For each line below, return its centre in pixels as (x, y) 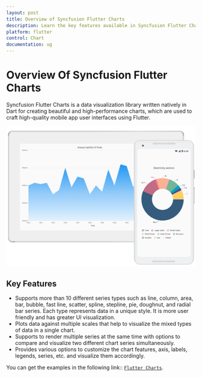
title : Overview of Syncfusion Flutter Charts (66, 19)
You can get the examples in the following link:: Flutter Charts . (85, 367)
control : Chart (25, 38)
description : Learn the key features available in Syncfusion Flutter (96, 25)
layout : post (23, 13)
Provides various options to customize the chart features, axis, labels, (101, 349)
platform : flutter (29, 32)
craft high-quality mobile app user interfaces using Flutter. (78, 117)
